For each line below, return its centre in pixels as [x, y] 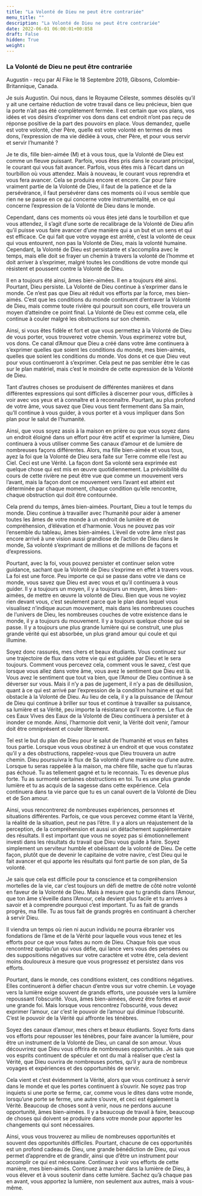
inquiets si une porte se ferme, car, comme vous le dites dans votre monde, [100, 1093]
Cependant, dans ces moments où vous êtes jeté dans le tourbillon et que [98, 217]
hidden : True [23, 40]
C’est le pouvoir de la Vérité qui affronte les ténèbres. [72, 1018]
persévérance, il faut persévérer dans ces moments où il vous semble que [98, 193]
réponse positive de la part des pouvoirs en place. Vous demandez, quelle [98, 124]
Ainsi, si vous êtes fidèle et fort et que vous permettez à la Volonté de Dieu [99, 331]
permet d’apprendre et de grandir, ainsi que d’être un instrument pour [93, 1156]
